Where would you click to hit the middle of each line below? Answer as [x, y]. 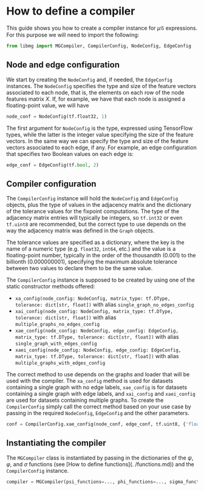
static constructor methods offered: [51, 286]
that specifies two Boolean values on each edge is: [70, 154]
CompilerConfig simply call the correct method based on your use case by [99, 407]
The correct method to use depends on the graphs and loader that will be [98, 374]
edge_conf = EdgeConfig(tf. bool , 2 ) [53, 165]
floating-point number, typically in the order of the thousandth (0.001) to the [101, 256]
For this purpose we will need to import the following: [73, 35]
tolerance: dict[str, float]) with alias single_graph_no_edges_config [104, 305]
